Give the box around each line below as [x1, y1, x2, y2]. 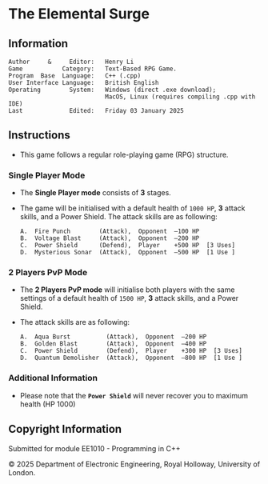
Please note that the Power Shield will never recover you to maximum [19, 390, 248, 400]
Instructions [8, 129, 70, 142]
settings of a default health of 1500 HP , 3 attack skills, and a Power [19, 294, 239, 303]
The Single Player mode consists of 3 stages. [19, 188, 172, 198]
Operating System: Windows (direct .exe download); [8, 86, 217, 94]
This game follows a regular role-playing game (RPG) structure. [19, 150, 229, 159]
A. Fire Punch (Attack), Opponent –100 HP [19, 227, 200, 236]
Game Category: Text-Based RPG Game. [8, 65, 178, 73]
